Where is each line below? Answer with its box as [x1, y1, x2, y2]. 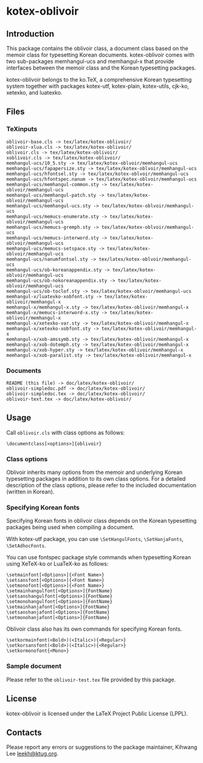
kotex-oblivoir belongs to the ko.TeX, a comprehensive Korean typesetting [6, 76, 192, 83]
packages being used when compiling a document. [6, 523, 135, 531]
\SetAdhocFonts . [6, 542, 47, 550]
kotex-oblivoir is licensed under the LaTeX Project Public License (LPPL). [6, 709, 188, 717]
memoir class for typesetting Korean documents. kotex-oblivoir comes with [6, 51, 194, 59]
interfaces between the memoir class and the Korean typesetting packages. [6, 64, 196, 71]
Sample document [6, 662, 62, 670]
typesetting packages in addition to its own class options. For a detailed [6, 475, 186, 482]
